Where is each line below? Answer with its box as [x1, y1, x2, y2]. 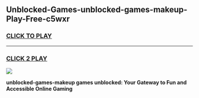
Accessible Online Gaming [6, 85, 73, 92]
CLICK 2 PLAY [6, 54, 47, 62]
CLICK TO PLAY [6, 32, 52, 40]
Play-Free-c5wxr [6, 14, 70, 24]
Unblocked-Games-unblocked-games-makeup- [6, 5, 188, 15]
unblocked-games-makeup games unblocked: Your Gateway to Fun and [6, 78, 187, 86]
